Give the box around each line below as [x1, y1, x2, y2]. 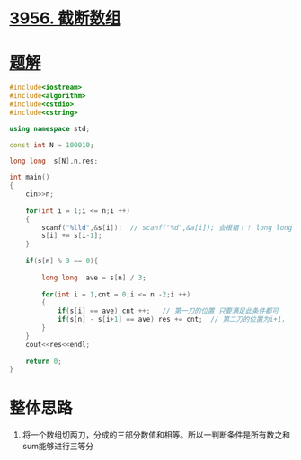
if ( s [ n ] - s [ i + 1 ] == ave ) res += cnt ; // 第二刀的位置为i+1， [57, 315, 289, 324]
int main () [9, 172, 50, 182]
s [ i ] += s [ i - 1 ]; [41, 231, 102, 241]
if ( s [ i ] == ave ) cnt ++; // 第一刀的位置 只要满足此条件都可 [57, 306, 279, 315]
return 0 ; [25, 357, 63, 366]
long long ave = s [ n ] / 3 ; [41, 273, 146, 282]
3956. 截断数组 [9, 8, 121, 29]
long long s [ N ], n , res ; [9, 156, 99, 166]
